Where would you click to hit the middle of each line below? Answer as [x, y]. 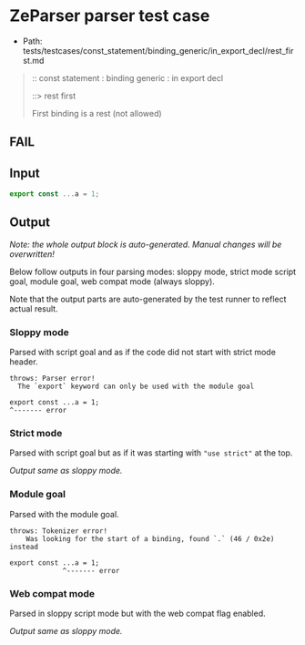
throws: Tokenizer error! [58, 531]
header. [24, 362]
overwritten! [32, 254]
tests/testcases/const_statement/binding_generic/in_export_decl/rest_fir [158, 50]
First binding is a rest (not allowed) [97, 113]
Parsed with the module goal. [65, 514]
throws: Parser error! [52, 379]
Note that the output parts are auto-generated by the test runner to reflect [148, 299]
